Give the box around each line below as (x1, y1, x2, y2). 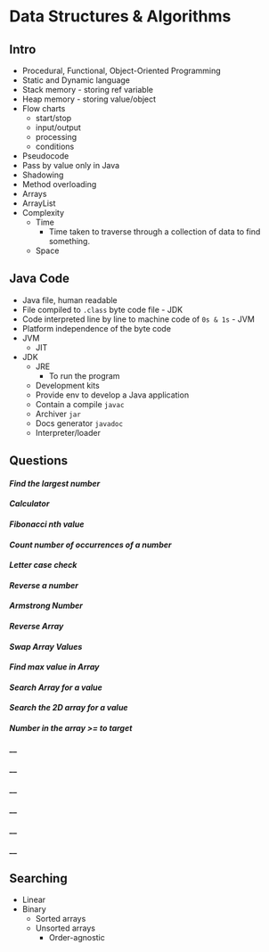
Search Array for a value (9, 682, 102, 693)
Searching (9, 871, 69, 886)
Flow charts (21, 103, 66, 113)
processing (35, 132, 77, 142)
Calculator (9, 498, 50, 509)
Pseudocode (21, 151, 69, 161)
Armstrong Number (9, 600, 83, 611)
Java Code (9, 271, 69, 286)
